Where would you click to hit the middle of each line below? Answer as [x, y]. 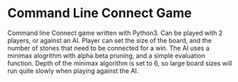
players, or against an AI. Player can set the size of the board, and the [110, 40]
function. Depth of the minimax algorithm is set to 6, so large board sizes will [120, 63]
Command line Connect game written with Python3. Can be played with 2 [115, 33]
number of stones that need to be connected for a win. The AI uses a [109, 48]
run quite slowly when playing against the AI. [73, 71]
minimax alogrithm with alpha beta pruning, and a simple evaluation [106, 56]
